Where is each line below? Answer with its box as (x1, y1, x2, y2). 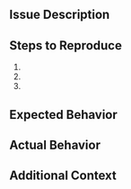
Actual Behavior (9, 137, 101, 152)
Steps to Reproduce (9, 38, 123, 53)
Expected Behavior (9, 107, 118, 122)
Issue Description (9, 7, 110, 22)
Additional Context (9, 168, 117, 184)
